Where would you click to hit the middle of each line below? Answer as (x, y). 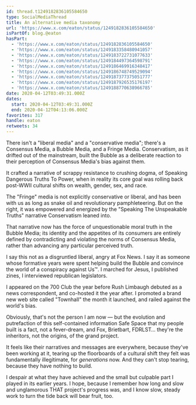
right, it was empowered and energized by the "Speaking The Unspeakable (97, 209)
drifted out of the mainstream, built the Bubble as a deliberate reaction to (94, 155)
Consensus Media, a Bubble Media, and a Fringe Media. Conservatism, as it (97, 149)
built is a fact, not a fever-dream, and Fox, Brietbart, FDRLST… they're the (94, 330)
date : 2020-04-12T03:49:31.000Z (45, 93)
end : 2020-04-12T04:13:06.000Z (49, 110)
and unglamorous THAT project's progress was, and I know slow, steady (93, 390)
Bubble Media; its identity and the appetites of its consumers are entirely (94, 233)
